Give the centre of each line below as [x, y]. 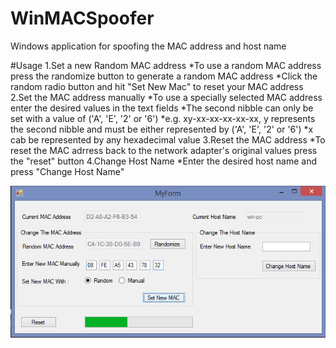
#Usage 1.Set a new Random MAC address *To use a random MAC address [166, 65]
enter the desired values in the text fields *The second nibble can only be [162, 108]
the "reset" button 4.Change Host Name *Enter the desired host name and [164, 161]
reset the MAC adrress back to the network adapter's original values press [164, 150]
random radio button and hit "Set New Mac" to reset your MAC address [157, 86]
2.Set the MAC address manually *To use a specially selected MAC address [166, 97]
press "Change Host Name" [67, 171]
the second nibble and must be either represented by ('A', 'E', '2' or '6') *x [162, 129]
